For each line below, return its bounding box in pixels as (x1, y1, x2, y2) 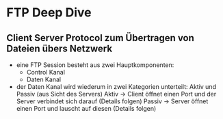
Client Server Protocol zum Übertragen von (6, 32, 194, 44)
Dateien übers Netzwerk (6, 42, 113, 54)
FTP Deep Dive (6, 5, 92, 21)
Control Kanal (26, 68, 66, 76)
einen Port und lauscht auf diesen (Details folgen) (16, 105, 157, 112)
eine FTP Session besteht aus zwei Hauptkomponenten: (16, 61, 174, 69)
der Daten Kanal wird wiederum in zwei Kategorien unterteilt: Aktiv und (16, 83, 217, 90)
